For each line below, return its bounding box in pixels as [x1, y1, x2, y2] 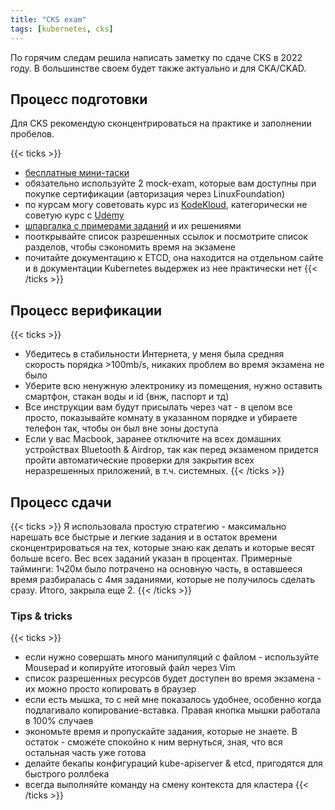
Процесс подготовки [10, 91, 148, 108]
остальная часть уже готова [24, 747, 147, 759]
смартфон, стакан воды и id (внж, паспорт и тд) [24, 391, 230, 403]
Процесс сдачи [10, 494, 112, 511]
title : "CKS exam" [10, 14, 87, 25]
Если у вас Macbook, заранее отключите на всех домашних [24, 433, 282, 445]
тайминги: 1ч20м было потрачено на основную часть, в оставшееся [10, 562, 303, 575]
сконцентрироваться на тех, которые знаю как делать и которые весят [10, 541, 315, 553]
